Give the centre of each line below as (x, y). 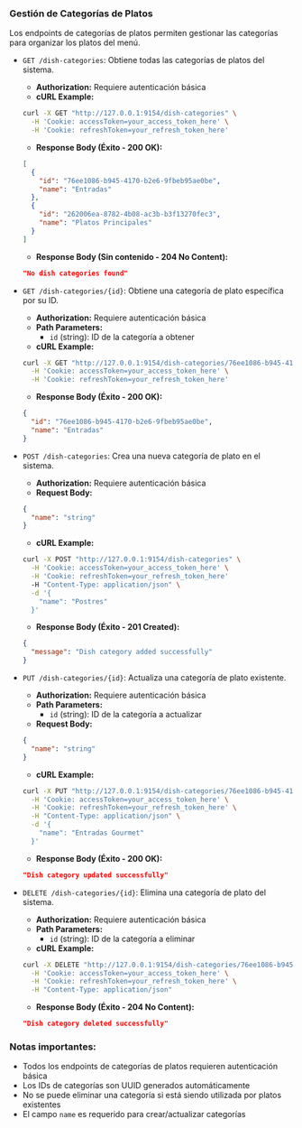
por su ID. (40, 300)
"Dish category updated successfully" (95, 875)
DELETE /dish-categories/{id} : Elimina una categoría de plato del (144, 892)
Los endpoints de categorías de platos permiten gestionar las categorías (144, 33)
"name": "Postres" (73, 601)
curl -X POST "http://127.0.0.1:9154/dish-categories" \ (132, 559)
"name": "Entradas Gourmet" (92, 833)
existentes (41, 1105)
